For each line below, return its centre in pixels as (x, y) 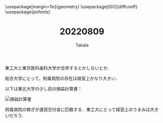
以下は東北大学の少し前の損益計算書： (43, 88)
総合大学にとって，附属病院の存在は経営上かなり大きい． (62, 78)
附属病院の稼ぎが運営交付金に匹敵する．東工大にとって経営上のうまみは (78, 109)
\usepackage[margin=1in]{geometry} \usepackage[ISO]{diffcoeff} (71, 7)
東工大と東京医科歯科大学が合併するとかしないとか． (59, 68)
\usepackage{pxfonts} (28, 12)
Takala (82, 45)
